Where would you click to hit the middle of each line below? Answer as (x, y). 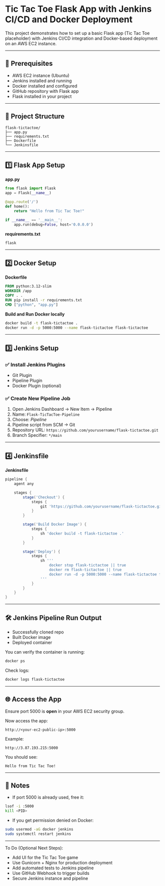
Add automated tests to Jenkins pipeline (53, 868)
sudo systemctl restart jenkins (38, 834)
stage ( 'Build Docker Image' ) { (55, 524)
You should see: (21, 757)
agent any (24, 484)
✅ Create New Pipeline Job (38, 399)
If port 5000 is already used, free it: (48, 798)
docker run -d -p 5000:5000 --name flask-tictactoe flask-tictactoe (77, 328)
